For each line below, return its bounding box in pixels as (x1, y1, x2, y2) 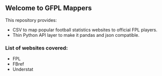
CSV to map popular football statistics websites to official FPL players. (12, 27, 158, 33)
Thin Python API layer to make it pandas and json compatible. (12, 32, 139, 38)
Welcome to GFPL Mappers (5, 4, 92, 12)
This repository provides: (5, 17, 57, 23)
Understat (12, 67, 34, 73)
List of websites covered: (5, 44, 68, 51)
